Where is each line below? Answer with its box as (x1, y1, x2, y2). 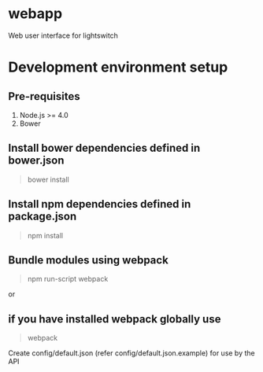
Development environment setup (8, 58, 228, 76)
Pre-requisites (8, 90, 80, 103)
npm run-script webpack (27, 274, 109, 284)
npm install (27, 230, 64, 240)
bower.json (8, 154, 65, 168)
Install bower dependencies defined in (8, 142, 201, 155)
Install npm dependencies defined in (8, 197, 191, 211)
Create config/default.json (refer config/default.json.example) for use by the (8, 348, 255, 358)
